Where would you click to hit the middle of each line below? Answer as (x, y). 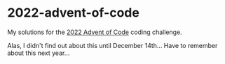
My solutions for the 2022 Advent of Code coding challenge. (95, 32)
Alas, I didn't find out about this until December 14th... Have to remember (112, 45)
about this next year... (39, 53)
